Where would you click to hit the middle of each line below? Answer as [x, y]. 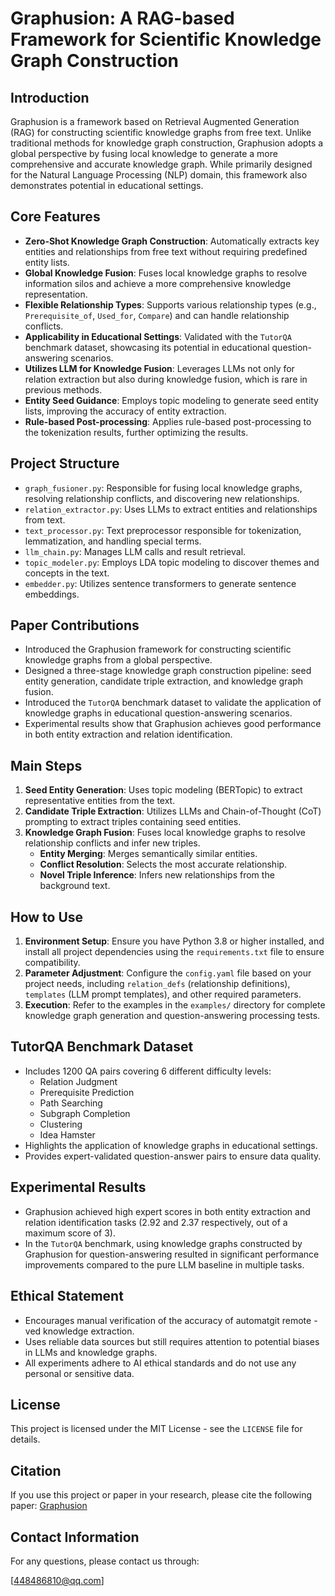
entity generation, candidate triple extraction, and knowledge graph [164, 681]
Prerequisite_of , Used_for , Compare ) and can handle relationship [157, 315]
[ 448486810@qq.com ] [57, 1580]
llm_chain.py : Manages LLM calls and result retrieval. [135, 551]
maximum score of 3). [70, 1233]
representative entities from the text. [100, 801]
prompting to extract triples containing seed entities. [133, 822]
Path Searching [71, 1103]
